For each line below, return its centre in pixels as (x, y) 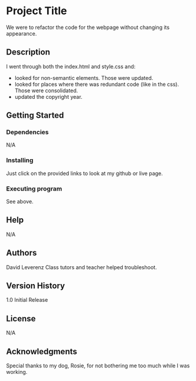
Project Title (37, 11)
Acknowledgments (42, 351)
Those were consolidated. (46, 91)
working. (17, 372)
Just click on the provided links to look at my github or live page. (85, 173)
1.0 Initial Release (27, 300)
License (21, 319)
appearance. (22, 33)
